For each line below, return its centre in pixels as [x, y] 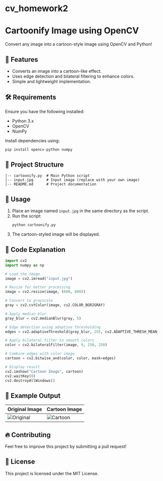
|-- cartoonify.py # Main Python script [48, 176]
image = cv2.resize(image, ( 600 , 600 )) [45, 292]
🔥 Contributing [28, 435]
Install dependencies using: [33, 140]
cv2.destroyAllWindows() [30, 380]
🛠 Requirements [31, 97]
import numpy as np [25, 265]
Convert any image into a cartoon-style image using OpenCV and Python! [79, 44]
